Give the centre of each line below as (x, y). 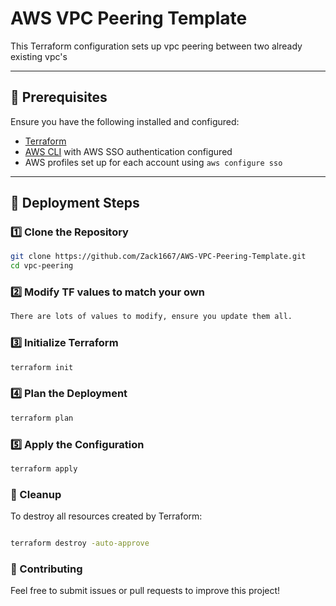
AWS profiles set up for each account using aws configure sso (153, 162)
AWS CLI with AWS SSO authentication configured (128, 151)
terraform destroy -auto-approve (80, 543)
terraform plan (42, 418)
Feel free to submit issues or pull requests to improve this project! (145, 591)
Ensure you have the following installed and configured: (125, 121)
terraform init (42, 367)
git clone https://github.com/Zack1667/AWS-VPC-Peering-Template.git (158, 257)
